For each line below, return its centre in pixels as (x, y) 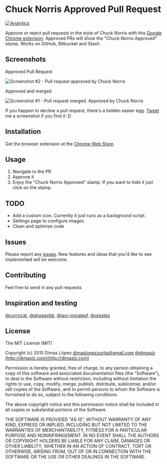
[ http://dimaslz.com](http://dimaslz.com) (47, 358)
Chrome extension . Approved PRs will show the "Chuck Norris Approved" (81, 38)
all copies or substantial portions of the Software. (56, 410)
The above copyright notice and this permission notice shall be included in (82, 404)
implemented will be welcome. (37, 259)
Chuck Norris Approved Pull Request (83, 9)
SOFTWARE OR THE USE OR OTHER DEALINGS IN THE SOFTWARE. (75, 457)
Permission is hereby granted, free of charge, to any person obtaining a (79, 368)
